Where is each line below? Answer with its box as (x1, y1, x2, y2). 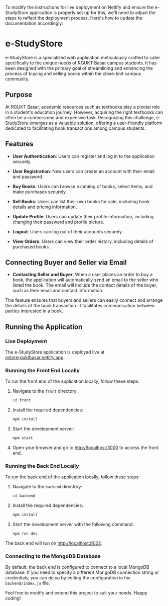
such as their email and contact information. (12, 288, 104, 294)
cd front (12, 398, 31, 403)
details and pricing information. (12, 204, 77, 210)
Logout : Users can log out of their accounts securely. (12, 228, 123, 234)
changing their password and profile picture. (12, 219, 104, 225)
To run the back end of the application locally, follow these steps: (5, 474, 140, 480)
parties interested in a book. (5, 308, 63, 314)
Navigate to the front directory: (12, 388, 78, 394)
